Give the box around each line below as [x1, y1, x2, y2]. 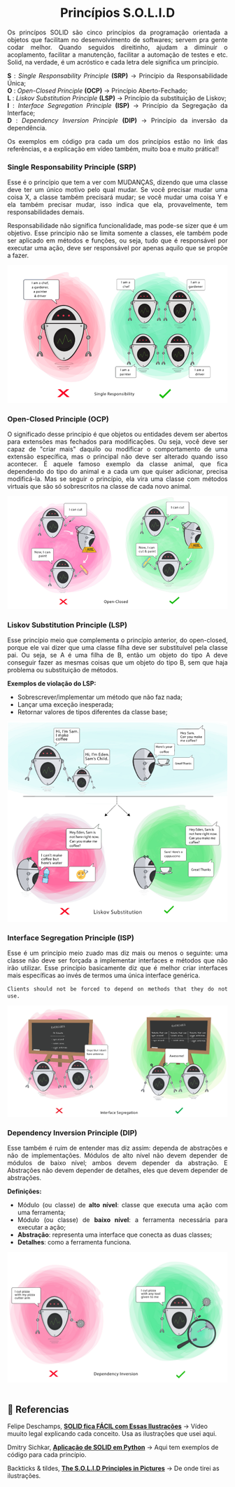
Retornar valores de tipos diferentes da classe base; [17, 708, 168, 717]
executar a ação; [17, 1223, 66, 1232]
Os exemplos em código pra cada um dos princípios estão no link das [7, 137, 228, 145]
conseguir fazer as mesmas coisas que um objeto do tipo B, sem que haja [7, 658, 228, 667]
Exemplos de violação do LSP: [7, 679, 97, 688]
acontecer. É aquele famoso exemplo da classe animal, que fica [7, 460, 228, 468]
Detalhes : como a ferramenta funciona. [17, 1238, 131, 1247]
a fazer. [7, 251, 29, 260]
